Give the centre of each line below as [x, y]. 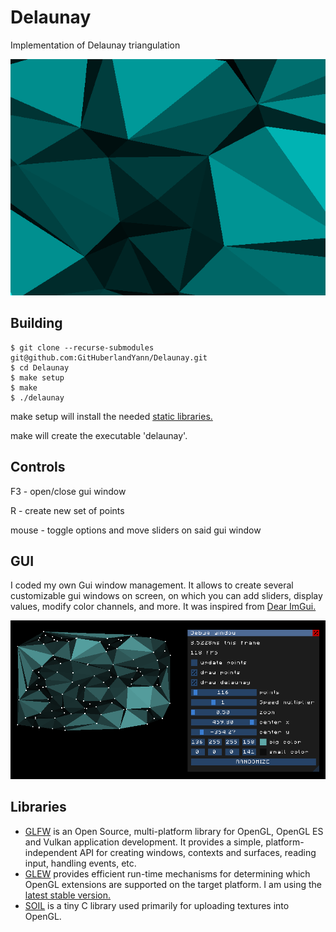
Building [36, 323]
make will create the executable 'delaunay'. [99, 435]
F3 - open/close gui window [68, 491]
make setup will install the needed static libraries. [111, 416]
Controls [38, 467]
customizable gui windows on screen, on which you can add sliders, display [166, 596]
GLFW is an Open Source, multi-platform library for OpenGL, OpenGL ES [174, 831]
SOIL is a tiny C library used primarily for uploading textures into [157, 905]
